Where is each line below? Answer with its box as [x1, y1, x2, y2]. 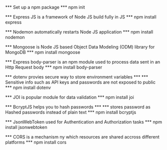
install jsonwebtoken [5, 124, 47, 130]
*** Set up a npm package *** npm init [5, 4, 85, 10]
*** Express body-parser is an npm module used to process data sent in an [5, 59, 160, 64]
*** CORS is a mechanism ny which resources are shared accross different [5, 134, 160, 139]
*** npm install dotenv [5, 84, 51, 90]
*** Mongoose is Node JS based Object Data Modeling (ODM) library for [5, 44, 155, 49]
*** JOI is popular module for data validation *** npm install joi [5, 94, 134, 100]
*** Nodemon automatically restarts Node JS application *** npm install [5, 29, 153, 34]
